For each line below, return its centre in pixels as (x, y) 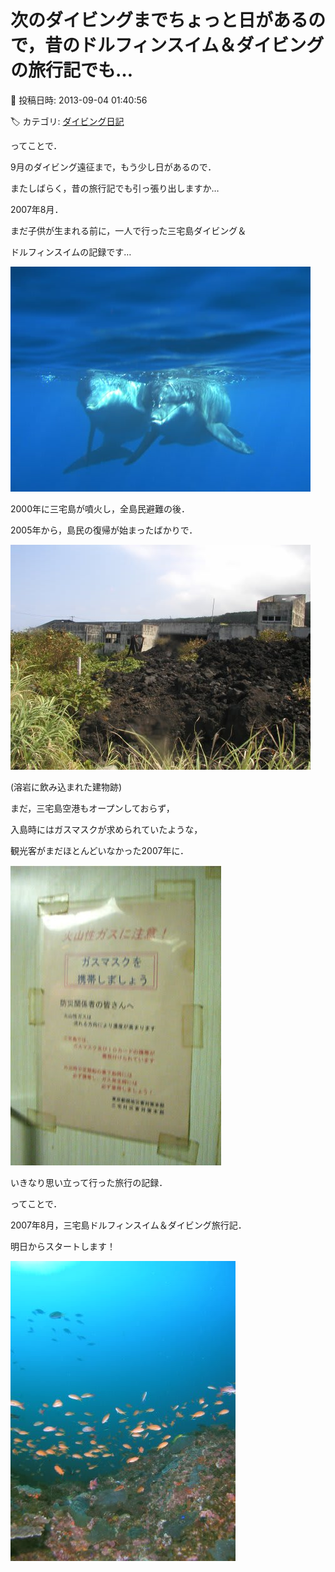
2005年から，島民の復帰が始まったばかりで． (104, 530)
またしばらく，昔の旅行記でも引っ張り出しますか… (115, 188)
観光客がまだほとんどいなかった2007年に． (100, 850)
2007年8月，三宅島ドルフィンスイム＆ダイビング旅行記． (128, 1225)
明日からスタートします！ (63, 1246)
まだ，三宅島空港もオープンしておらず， (92, 808)
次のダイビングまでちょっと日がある (159, 20)
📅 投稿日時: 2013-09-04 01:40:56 (79, 100)
